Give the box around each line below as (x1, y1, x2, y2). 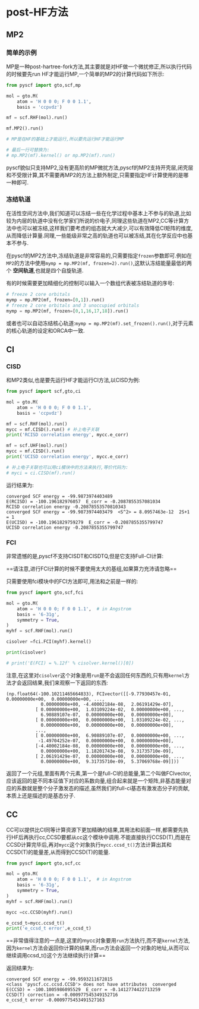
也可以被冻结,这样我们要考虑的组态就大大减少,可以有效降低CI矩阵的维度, (16, 225, 193, 232)
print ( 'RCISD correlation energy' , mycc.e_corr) (6, 432, 129, 438)
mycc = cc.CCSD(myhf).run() (6, 909, 73, 915)
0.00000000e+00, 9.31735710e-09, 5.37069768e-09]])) (40, 758, 179, 764)
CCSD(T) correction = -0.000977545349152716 (6, 992, 118, 998)
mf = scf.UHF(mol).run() (6, 443, 68, 449)
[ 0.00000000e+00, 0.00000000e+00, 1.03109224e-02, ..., (35, 717, 185, 723)
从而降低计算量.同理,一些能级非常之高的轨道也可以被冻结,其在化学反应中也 (6, 232, 188, 239)
